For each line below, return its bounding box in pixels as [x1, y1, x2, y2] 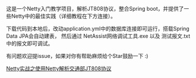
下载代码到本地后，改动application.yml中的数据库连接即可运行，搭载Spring [6, 25, 190, 32]
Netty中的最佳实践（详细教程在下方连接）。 [11, 12, 116, 19]
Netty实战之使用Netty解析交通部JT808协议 [6, 65, 112, 72]
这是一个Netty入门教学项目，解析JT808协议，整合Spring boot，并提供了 [6, 5, 184, 12]
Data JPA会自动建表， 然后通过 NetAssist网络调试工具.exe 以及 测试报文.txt [6, 32, 191, 40]
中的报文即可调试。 [6, 40, 53, 47]
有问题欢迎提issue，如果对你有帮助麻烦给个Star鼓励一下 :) [6, 53, 148, 59]
